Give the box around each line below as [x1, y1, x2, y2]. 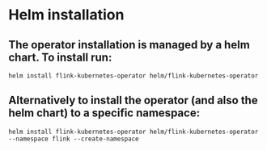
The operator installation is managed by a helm [8, 38, 251, 52]
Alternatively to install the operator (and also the [8, 94, 258, 107]
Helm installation [8, 6, 125, 24]
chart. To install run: [8, 50, 112, 64]
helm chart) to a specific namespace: [8, 107, 201, 120]
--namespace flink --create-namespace [8, 135, 139, 143]
